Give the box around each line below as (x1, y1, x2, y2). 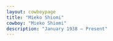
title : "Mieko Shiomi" (6, 14, 64, 20)
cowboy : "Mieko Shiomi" (6, 20, 67, 26)
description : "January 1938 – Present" (6, 25, 108, 32)
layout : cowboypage (6, 8, 56, 15)
